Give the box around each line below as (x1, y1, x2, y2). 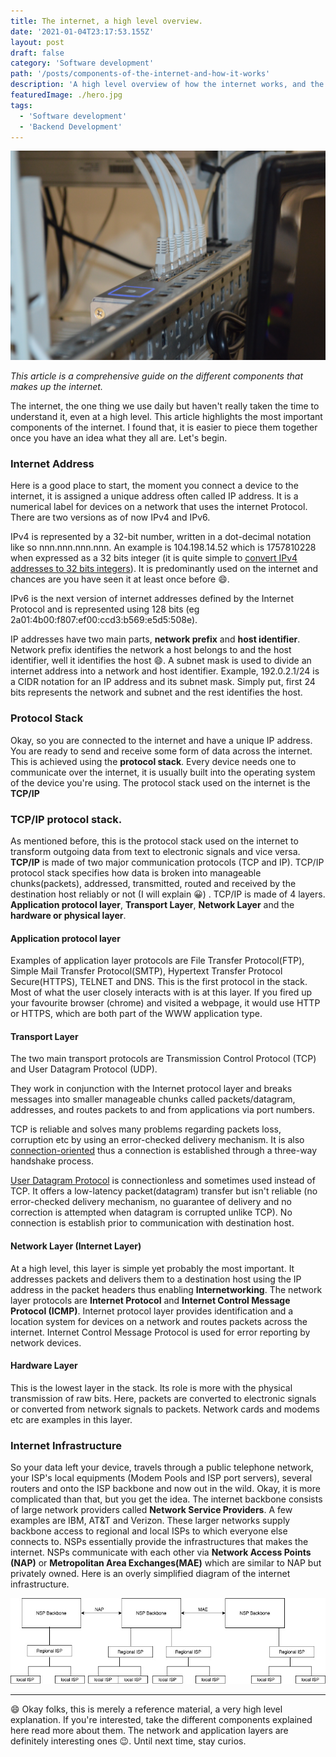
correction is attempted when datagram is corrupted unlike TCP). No (10, 1206, 293, 1219)
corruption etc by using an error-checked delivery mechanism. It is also (10, 1134, 305, 1146)
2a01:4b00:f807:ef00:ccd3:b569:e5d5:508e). (10, 614, 198, 626)
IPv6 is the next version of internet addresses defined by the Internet (10, 593, 294, 605)
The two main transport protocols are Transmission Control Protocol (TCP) (10, 1053, 317, 1065)
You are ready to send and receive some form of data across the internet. (10, 745, 313, 757)
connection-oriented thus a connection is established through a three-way (10, 1145, 318, 1157)
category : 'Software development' (10, 58, 155, 69)
